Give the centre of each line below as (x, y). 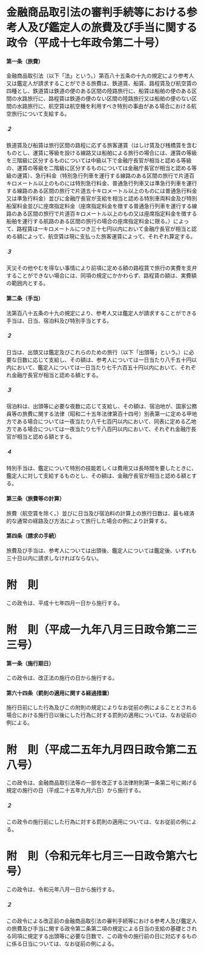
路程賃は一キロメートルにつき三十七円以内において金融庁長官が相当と (104, 229)
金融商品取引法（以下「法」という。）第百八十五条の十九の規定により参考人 (100, 76)
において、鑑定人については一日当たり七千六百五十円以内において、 (96, 367)
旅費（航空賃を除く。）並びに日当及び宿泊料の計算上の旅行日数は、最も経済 (100, 513)
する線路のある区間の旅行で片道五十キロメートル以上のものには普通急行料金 (102, 191)
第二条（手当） (25, 298)
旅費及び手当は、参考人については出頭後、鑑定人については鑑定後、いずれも (101, 550)
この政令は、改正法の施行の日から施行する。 (62, 678)
